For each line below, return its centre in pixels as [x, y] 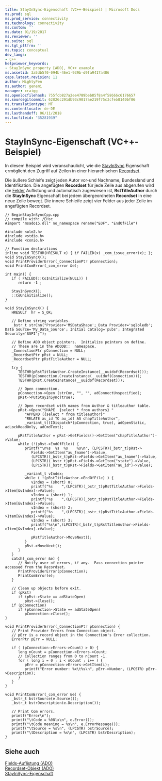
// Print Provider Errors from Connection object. [64, 631]
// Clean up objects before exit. [46, 588]
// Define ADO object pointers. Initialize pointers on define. [79, 342]
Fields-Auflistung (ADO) [29, 763]
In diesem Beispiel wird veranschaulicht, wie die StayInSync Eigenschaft [77, 165]
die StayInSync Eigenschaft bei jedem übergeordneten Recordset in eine [78, 195]
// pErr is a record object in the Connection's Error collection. [81, 635]
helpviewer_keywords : [27, 64]
